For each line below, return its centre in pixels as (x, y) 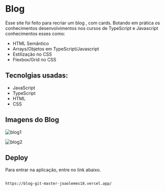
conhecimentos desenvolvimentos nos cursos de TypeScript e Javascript (82, 28)
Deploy (17, 158)
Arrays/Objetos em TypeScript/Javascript (56, 49)
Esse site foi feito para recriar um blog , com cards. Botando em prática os (83, 23)
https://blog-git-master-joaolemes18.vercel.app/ (59, 184)
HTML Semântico (31, 43)
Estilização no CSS (32, 54)
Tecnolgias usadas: (37, 76)
